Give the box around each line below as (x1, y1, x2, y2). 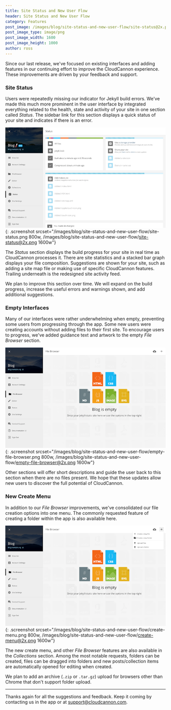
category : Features (5, 19, 47, 24)
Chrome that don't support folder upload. (5, 678, 92, 685)
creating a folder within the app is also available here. (5, 515, 117, 521)
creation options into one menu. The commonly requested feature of (5, 510, 149, 516)
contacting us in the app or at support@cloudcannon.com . (5, 699, 128, 705)
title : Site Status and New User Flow (5, 8, 88, 13)
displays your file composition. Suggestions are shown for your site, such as (5, 260, 165, 266)
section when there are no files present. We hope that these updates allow (5, 475, 161, 481)
